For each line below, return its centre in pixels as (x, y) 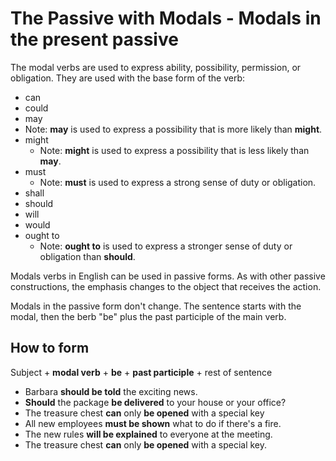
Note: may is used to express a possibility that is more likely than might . (173, 129)
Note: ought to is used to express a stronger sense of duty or (166, 246)
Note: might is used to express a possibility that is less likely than (174, 150)
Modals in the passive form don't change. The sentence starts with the (156, 306)
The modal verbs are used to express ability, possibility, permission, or (156, 67)
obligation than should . (87, 256)
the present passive (94, 39)
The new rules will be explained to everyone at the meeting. (148, 434)
